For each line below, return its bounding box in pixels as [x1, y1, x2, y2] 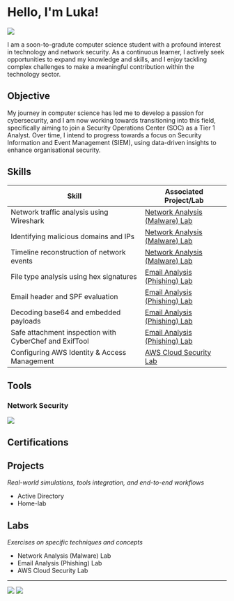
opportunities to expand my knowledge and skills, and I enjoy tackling [7, 55, 208, 63]
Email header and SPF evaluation [10, 291, 118, 301]
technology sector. [7, 70, 61, 78]
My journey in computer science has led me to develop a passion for [7, 109, 204, 117]
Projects [7, 460, 45, 472]
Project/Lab [164, 195, 204, 205]
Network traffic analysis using [10, 207, 109, 217]
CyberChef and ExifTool [10, 336, 89, 346]
